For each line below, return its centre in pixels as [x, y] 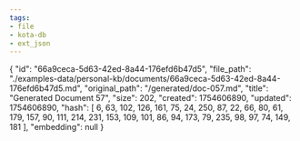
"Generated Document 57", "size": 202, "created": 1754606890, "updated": [151, 98]
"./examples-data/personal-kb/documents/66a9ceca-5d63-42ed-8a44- [145, 79]
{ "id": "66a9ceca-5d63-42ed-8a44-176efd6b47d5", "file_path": [130, 69]
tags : [20, 18]
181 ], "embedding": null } [57, 127]
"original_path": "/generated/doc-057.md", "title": [176, 88]
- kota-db [28, 35]
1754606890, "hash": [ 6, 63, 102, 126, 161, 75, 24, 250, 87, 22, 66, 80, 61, [146, 108]
